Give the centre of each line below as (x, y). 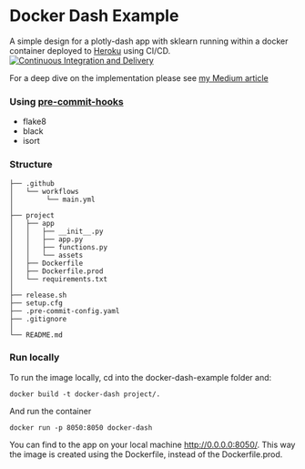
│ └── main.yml (52, 199)
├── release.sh (38, 295)
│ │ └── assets (46, 255)
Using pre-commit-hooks (67, 101)
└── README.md (36, 335)
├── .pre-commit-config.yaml (65, 311)
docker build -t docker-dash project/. (85, 394)
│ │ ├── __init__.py (56, 231)
